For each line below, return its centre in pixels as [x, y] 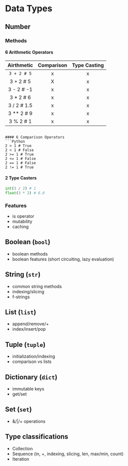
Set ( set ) [18, 409]
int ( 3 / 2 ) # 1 [21, 188]
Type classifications [37, 437]
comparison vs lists [32, 362]
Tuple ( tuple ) [25, 345]
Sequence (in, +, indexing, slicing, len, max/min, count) [68, 454]
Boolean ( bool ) [28, 242]
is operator [23, 216]
